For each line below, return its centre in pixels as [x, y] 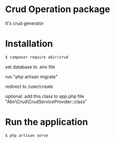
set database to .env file [30, 67]
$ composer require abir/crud [37, 57]
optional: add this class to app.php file [45, 96]
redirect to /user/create [29, 86]
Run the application [47, 122]
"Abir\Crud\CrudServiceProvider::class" [46, 102]
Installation [29, 44]
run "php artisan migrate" [31, 76]
